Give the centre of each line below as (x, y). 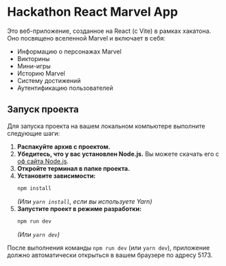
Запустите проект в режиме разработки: (79, 208)
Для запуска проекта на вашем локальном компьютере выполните (106, 126)
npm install (34, 188)
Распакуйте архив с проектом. (64, 146)
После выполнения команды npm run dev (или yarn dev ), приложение (109, 247)
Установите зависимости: (56, 176)
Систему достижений (49, 80)
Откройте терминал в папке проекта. (74, 168)
